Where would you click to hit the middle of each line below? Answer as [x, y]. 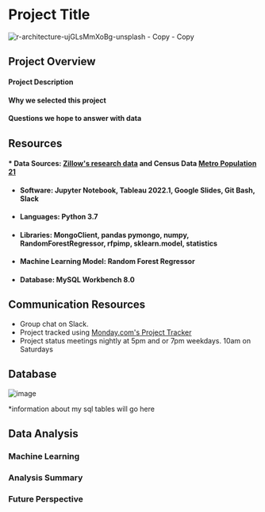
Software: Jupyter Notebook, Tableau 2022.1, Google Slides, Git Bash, [137, 190]
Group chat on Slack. [54, 324]
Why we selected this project [58, 100]
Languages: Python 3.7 [59, 217]
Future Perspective [46, 498]
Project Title [49, 15]
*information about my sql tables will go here [81, 409]
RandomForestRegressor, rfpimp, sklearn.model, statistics [119, 243]
